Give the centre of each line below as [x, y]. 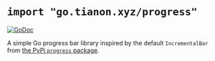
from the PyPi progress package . [53, 50]
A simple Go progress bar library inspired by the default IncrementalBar [108, 42]
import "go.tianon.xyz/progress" [102, 12]
